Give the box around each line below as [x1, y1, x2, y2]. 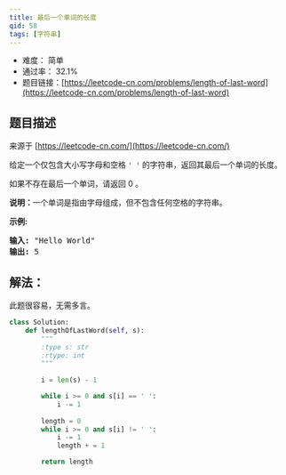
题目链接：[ [21, 77, 65, 88]
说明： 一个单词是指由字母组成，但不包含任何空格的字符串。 [9, 197, 227, 208]
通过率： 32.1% [21, 66, 78, 76]
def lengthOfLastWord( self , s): [25, 326, 145, 334]
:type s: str [41, 342, 90, 351]
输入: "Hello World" [9, 236, 96, 246]
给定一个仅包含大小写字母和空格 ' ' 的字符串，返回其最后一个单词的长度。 [9, 159, 282, 170]
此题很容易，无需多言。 [9, 300, 95, 310]
